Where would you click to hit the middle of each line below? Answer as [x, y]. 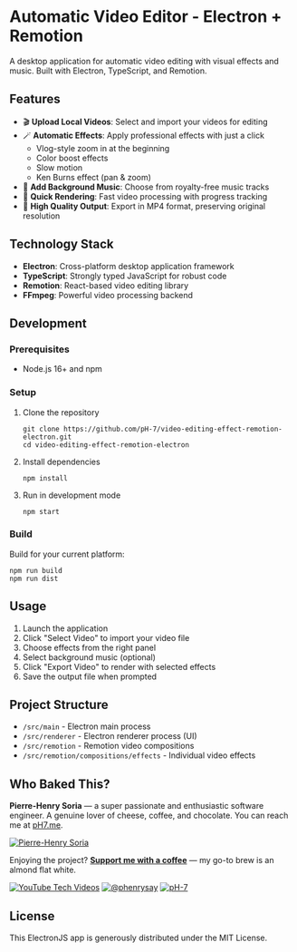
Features [35, 99]
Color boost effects [72, 158]
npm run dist [34, 578]
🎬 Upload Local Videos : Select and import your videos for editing [145, 121]
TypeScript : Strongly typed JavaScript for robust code [125, 276]
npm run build [36, 570]
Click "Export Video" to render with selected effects [119, 666]
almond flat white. [43, 870]
